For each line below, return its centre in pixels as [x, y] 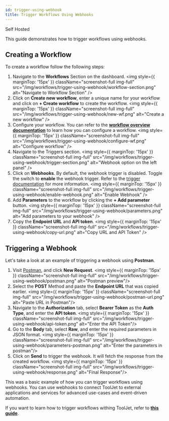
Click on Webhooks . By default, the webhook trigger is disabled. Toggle [87, 173]
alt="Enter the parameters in [133, 345]
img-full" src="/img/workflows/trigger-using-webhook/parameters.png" [88, 211]
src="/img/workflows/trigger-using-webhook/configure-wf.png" [79, 141]
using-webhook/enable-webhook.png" [53, 195]
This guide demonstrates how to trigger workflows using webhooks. [76, 39]
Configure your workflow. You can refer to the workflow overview [81, 125]
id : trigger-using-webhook [34, 10]
